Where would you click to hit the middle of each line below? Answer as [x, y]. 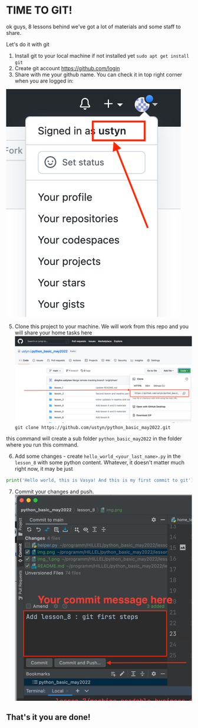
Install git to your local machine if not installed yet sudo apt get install [102, 55]
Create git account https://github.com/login [67, 68]
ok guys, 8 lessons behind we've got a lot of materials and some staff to [93, 27]
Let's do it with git [28, 44]
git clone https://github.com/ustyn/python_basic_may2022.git [93, 428]
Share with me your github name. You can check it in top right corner [98, 74]
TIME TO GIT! [39, 10]
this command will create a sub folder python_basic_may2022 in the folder [94, 439]
